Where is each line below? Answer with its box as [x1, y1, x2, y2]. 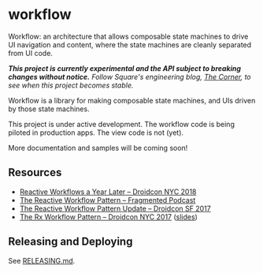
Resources [8, 166, 62, 179]
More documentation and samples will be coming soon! [8, 143, 188, 152]
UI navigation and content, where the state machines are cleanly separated [8, 39, 252, 49]
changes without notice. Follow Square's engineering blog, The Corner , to [8, 72, 252, 81]
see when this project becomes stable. [8, 80, 134, 90]
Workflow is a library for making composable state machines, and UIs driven [8, 95, 256, 105]
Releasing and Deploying [8, 235, 133, 249]
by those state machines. [8, 104, 90, 114]
